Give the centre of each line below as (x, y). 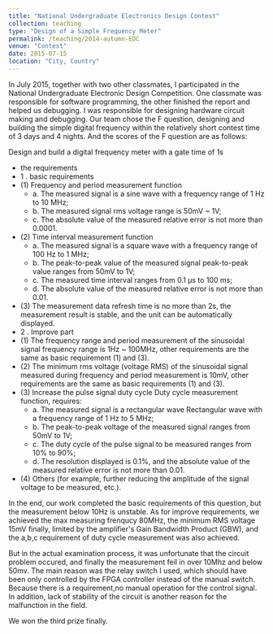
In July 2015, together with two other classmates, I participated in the (124, 84)
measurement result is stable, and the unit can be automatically (126, 315)
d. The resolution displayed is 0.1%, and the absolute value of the (141, 461)
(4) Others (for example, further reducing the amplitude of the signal (134, 478)
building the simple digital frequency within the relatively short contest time (134, 128)
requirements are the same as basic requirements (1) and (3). (122, 384)
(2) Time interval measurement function (87, 237)
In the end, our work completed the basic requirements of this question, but (135, 503)
